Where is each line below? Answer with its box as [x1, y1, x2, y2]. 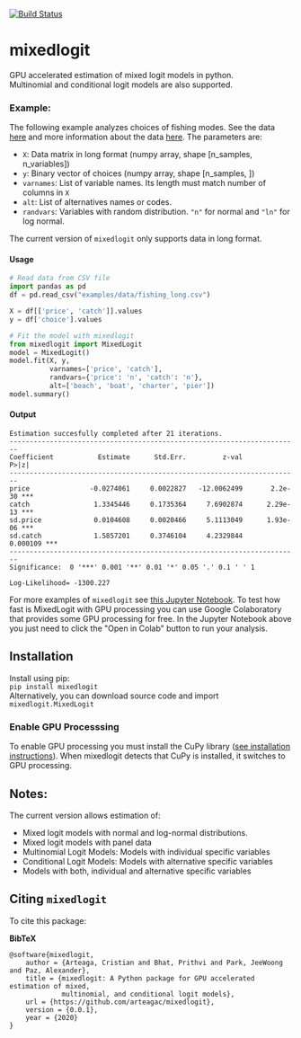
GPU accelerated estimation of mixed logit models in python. [9, 69, 234, 80]
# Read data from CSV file [9, 274, 111, 283]
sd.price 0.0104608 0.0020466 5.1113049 [9, 516, 243, 525]
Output [9, 409, 37, 420]
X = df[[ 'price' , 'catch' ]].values [9, 306, 143, 316]
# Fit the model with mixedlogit [9, 331, 135, 341]
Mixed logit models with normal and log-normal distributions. [22, 827, 249, 838]
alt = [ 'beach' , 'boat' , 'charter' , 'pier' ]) [49, 382, 216, 391]
